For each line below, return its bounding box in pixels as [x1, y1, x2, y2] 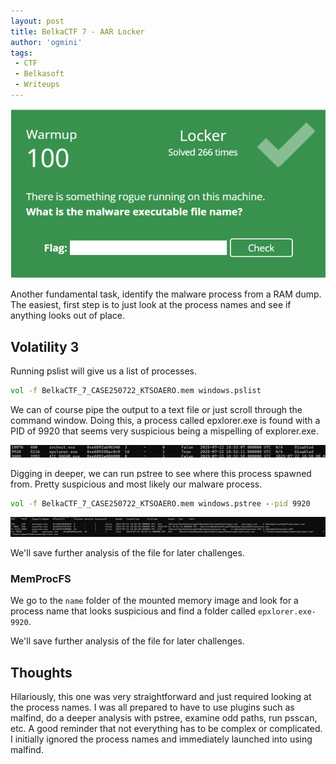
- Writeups [14, 80, 60, 90]
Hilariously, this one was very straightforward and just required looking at [10, 691, 312, 703]
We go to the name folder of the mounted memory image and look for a [10, 595, 299, 607]
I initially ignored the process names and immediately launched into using [10, 733, 313, 745]
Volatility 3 [10, 338, 80, 355]
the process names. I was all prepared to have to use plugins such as [10, 701, 295, 714]
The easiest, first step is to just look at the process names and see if [10, 299, 292, 311]
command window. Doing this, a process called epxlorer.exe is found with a [10, 414, 321, 426]
